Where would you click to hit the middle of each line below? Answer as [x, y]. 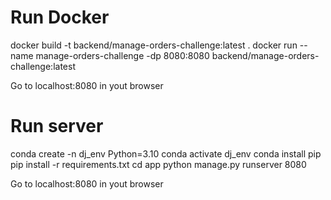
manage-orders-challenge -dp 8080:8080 [122, 55]
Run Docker [60, 17]
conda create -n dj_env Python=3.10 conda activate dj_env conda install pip [166, 153]
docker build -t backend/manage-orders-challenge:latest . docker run [154, 45]
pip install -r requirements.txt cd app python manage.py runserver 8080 [158, 164]
